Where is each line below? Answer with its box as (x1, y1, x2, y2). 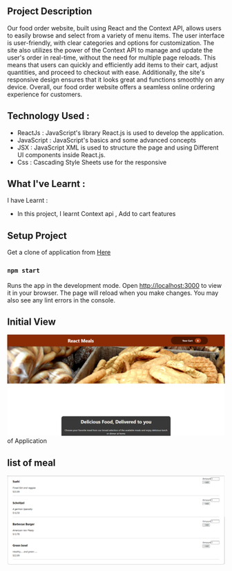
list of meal (7, 457, 56, 469)
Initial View (7, 316, 57, 327)
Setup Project (7, 230, 68, 242)
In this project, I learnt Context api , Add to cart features (17, 210, 176, 218)
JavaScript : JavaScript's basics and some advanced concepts (17, 136, 197, 144)
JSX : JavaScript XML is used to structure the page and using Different (17, 143, 219, 152)
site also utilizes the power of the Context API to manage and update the (7, 46, 213, 54)
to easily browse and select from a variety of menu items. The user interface (7, 31, 225, 39)
